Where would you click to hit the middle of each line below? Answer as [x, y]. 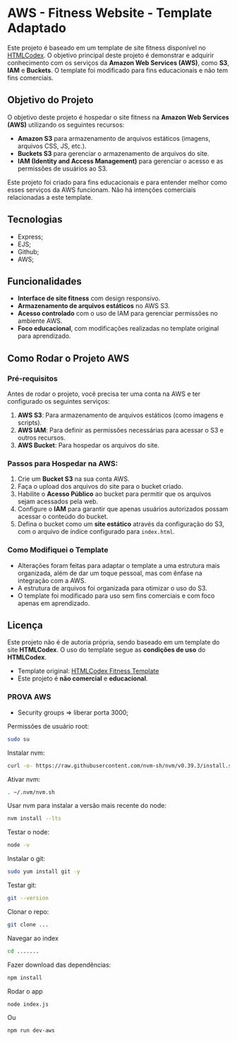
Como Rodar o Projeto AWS [68, 358]
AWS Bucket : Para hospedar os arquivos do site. [89, 445]
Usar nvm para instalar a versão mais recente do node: [87, 806]
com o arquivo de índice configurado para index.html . [96, 532]
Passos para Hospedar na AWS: [63, 463]
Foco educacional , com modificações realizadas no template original [118, 329]
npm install [25, 978]
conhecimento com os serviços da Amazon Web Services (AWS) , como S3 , [118, 62]
